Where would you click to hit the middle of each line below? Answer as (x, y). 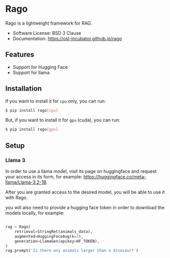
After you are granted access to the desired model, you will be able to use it (85, 192)
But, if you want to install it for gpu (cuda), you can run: (63, 120)
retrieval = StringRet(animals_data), (54, 231)
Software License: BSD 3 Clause (47, 33)
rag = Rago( (18, 227)
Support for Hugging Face (40, 67)
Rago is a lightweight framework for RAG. (49, 23)
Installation (24, 88)
